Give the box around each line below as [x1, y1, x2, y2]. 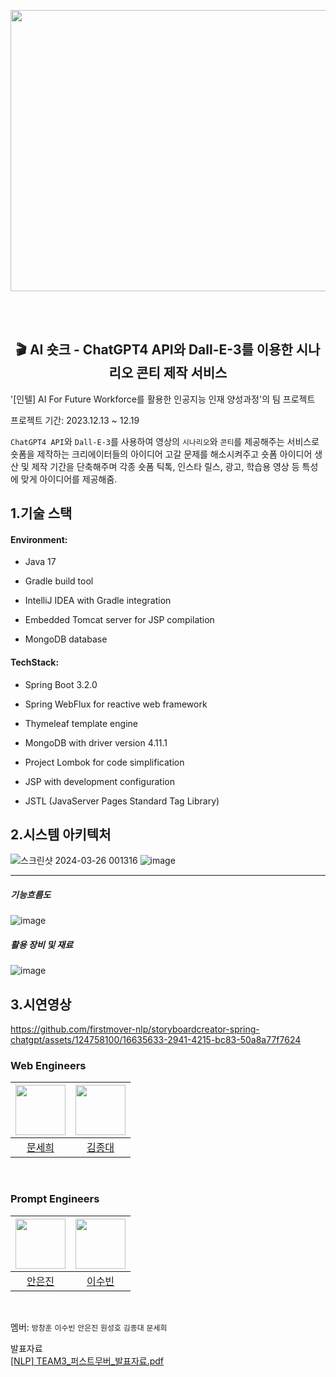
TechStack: [10, 656, 60, 668]
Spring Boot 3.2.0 [24, 678, 98, 690]
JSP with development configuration [24, 775, 175, 787]
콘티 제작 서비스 [136, 365, 228, 382]
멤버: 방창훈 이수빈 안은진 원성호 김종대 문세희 [10, 1321, 168, 1333]
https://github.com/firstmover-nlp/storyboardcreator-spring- [10, 1023, 260, 1035]
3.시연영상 [10, 996, 72, 1013]
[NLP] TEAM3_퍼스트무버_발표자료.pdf [10, 1355, 165, 1367]
